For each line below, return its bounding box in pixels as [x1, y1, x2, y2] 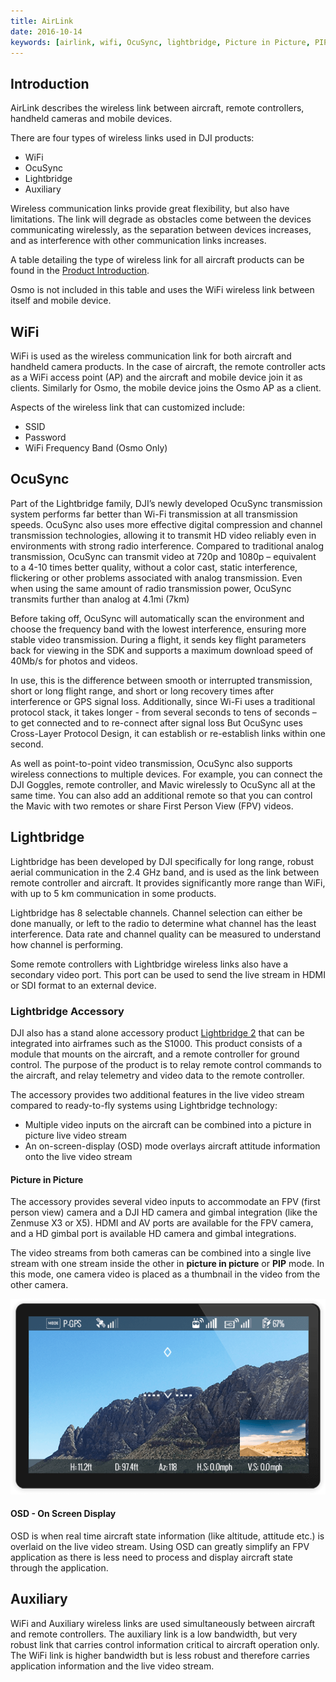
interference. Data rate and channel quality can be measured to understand [10, 928, 322, 940]
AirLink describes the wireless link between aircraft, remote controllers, [10, 102, 305, 114]
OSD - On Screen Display [10, 1508, 117, 1520]
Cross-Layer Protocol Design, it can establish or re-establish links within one [10, 727, 326, 739]
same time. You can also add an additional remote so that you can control [10, 789, 313, 801]
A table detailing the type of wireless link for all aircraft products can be [10, 254, 305, 266]
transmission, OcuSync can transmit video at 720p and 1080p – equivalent [10, 550, 317, 562]
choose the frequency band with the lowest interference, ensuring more [10, 623, 307, 635]
